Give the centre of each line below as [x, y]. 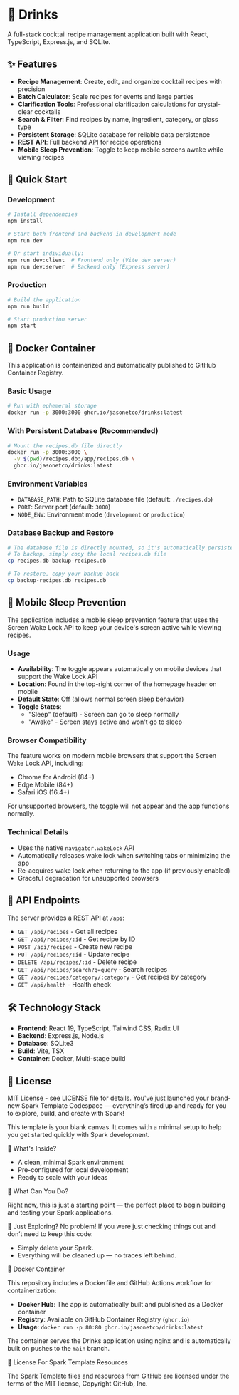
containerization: [32, 1291]
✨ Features [32, 64]
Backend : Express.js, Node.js [61, 1036]
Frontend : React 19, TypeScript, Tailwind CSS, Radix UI [98, 1028]
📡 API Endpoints [44, 901]
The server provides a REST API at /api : [66, 918]
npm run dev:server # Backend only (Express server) [89, 266]
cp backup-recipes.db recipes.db [57, 581]
